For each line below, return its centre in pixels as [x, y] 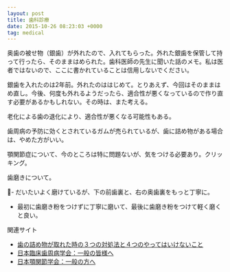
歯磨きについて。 [31, 178]
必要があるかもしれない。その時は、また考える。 [82, 102]
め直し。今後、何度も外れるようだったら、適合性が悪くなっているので [106, 93]
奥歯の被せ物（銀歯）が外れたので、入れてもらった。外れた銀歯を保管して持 [115, 53]
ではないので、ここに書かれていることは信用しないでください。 [103, 70]
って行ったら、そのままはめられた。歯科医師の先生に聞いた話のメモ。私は [112, 62]
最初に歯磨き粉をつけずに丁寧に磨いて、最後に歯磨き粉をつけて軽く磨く [119, 207]
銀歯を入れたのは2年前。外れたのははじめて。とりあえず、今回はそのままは [114, 85]
